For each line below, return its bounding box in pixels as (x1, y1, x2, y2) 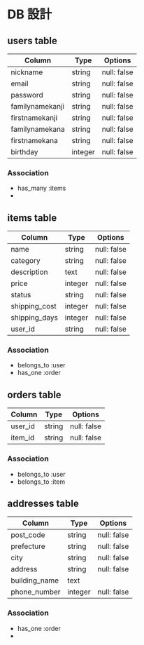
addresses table (7, 497, 79, 509)
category (10, 256, 41, 266)
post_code (10, 530, 45, 540)
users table (7, 34, 58, 46)
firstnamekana (10, 136, 58, 145)
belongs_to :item (17, 477, 66, 486)
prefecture (10, 541, 45, 551)
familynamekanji (10, 102, 65, 111)
